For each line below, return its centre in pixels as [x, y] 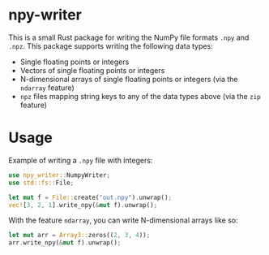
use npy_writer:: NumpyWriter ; [60, 175]
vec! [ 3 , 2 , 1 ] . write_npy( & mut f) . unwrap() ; [83, 205]
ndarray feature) [47, 88]
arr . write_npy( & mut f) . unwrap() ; [65, 243]
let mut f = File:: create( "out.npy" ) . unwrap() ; [90, 197]
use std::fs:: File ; [41, 183]
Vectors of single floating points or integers [92, 70]
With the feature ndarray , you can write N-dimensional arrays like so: [124, 220]
